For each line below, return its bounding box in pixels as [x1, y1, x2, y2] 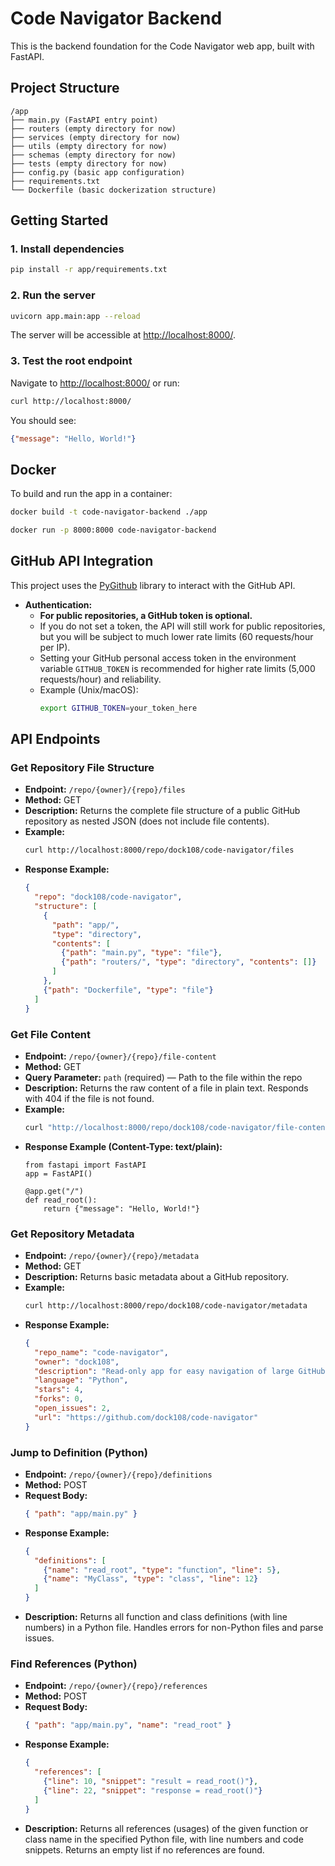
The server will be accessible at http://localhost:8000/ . [10, 329, 236, 341]
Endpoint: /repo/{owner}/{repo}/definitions [24, 1468, 213, 1480]
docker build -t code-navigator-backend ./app [10, 507, 208, 517]
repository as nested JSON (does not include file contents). [24, 815, 270, 827]
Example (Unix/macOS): [39, 683, 139, 696]
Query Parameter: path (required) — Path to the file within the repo [24, 1071, 303, 1083]
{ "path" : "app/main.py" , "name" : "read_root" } [24, 1720, 232, 1731]
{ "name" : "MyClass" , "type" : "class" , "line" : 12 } [43, 1574, 259, 1584]
